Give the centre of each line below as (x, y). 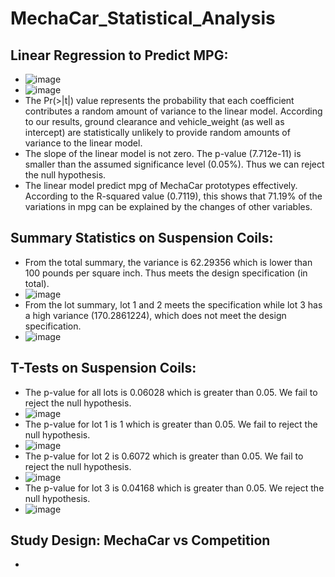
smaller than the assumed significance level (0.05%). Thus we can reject (174, 164)
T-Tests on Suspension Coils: (103, 368)
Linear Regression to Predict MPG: (119, 55)
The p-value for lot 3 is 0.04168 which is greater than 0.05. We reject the (174, 488)
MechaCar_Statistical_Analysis (143, 18)
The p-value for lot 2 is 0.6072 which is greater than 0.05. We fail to (164, 456)
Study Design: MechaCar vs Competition (140, 540)
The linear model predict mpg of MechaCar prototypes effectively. (161, 185)
